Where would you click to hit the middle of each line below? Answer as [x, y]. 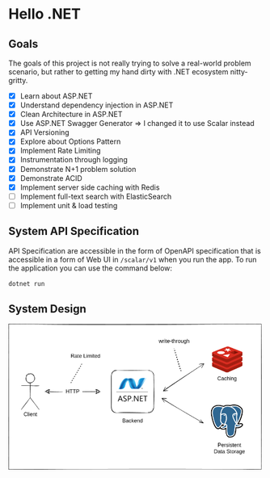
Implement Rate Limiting [60, 151]
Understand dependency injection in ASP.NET [97, 105]
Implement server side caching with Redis [90, 187]
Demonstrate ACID [51, 178]
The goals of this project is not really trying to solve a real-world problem [130, 63]
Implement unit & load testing [69, 205]
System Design [47, 309]
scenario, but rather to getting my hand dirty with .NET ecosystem [118, 72]
